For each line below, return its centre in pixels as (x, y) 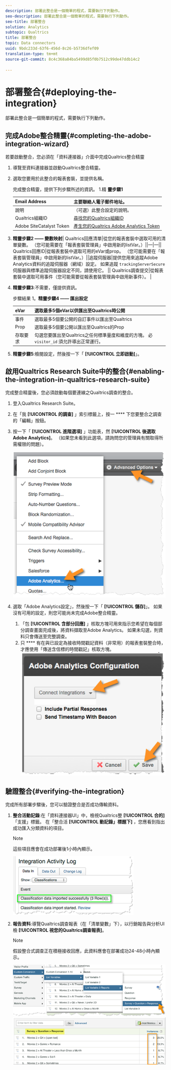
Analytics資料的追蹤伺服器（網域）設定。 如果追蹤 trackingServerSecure (89, 264)
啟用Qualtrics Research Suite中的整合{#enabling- (85, 372)
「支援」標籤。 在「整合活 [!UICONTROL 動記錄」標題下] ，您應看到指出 (89, 822)
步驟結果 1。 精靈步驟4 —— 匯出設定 (50, 298)
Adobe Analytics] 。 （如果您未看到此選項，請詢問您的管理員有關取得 (85, 438)
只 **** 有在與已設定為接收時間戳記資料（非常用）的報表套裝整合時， (93, 643)
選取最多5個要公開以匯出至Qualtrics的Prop (79, 327)
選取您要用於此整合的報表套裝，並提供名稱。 (60, 179)
